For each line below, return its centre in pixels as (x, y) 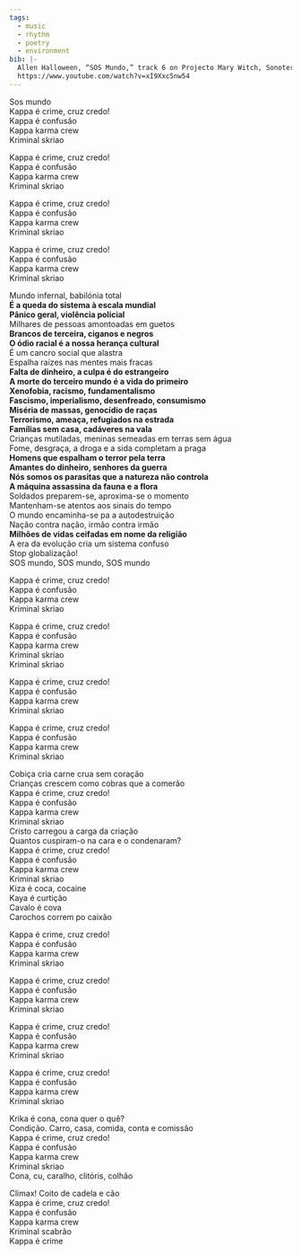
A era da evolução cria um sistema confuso (89, 544)
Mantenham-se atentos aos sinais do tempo (90, 505)
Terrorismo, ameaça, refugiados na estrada (92, 420)
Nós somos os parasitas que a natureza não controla (109, 476)
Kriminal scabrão (40, 1231)
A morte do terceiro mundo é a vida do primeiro (99, 381)
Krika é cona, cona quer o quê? (67, 1118)
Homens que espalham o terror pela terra (87, 457)
